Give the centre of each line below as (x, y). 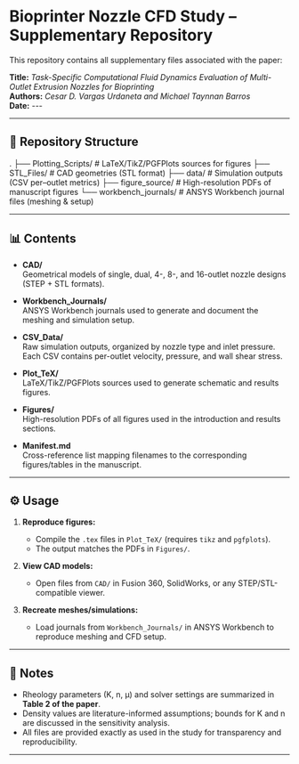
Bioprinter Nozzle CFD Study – (123, 16)
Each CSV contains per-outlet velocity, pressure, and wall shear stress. (152, 356)
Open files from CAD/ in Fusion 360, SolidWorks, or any (136, 583)
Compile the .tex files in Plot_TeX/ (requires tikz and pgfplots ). (153, 540)
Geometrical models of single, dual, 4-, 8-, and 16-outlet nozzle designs (154, 274)
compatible (56, 593)
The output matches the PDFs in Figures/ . (113, 549)
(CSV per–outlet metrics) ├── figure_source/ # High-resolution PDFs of (140, 182)
